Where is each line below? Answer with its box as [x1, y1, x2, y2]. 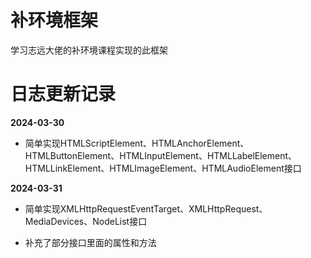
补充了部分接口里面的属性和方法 [24, 236, 157, 248]
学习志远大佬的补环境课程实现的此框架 [10, 44, 168, 56]
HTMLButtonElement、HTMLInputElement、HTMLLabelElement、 [24, 149, 298, 161]
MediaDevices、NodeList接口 [24, 215, 148, 227]
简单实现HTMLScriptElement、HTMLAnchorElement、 [24, 137, 250, 149]
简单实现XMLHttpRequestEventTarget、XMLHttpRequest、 [24, 202, 268, 215]
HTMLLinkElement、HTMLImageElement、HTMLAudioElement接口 [24, 162, 302, 174]
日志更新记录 [10, 83, 117, 106]
